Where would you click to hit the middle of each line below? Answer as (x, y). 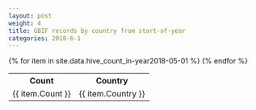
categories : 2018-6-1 (45, 38)
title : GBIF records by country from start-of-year (97, 31)
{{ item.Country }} (112, 94)
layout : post (30, 16)
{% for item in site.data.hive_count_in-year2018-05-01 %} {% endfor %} (128, 61)
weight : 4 (25, 23)
